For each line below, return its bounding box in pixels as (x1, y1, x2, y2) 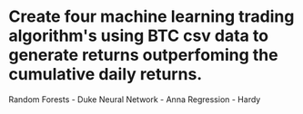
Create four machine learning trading (8, 6, 295, 27)
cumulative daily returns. (8, 64, 203, 85)
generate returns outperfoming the (8, 45, 278, 65)
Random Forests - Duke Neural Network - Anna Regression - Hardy (8, 93, 261, 105)
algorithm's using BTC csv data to (8, 25, 269, 46)
